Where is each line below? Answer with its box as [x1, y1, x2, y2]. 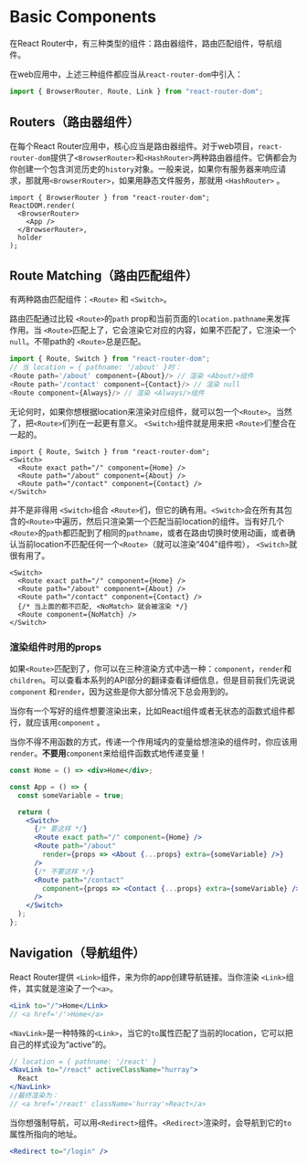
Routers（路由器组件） [9, 114, 140, 130]
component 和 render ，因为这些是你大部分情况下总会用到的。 [9, 686, 234, 697]
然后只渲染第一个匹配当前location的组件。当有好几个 [86, 515, 285, 526]
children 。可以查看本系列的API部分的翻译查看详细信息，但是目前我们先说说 [9, 674, 295, 686]
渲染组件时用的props [9, 641, 102, 653]
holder [17, 233, 43, 242]
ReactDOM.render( [9, 201, 76, 210]
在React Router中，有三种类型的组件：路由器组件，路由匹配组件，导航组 [9, 37, 282, 48]
